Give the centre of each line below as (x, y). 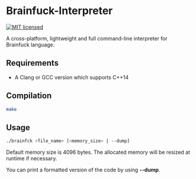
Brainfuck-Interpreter (60, 11)
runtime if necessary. (32, 158)
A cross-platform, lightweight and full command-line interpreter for (87, 38)
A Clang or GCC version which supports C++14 (72, 77)
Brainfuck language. (31, 45)
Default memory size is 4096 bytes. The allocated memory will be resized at (98, 152)
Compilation (29, 96)
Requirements (32, 63)
